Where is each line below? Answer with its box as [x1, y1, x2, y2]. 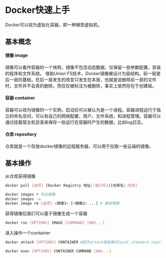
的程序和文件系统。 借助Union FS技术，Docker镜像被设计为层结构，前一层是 [5, 70, 161, 76]
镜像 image [5, 52, 28, 58]
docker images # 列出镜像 [5, 192, 56, 197]
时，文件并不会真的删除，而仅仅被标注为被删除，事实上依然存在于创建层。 [5, 82, 157, 89]
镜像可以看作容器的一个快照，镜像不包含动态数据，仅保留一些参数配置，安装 [5, 64, 161, 70]
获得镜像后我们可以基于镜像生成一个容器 [5, 211, 87, 217]
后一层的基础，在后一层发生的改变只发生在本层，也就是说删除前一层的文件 [5, 76, 157, 82]
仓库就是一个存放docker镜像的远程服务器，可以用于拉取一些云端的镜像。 [5, 143, 154, 149]
